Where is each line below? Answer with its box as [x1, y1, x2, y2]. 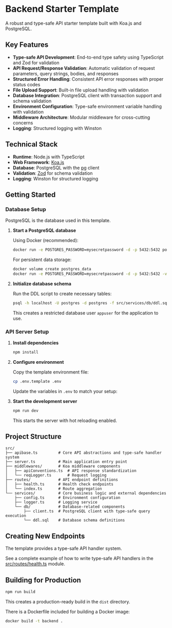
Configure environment [12, 359, 64, 365]
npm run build [5, 589, 36, 595]
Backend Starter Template [5, 3, 119, 15]
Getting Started [5, 190, 56, 199]
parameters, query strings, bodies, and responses [12, 70, 119, 77]
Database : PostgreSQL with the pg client [12, 164, 100, 171]
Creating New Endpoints [5, 531, 85, 540]
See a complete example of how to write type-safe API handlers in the [5, 556, 154, 562]
